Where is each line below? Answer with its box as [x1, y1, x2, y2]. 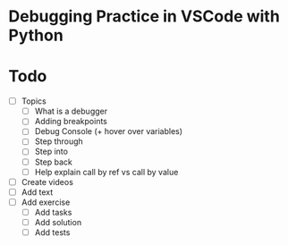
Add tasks [34, 207, 72, 217]
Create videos [21, 176, 73, 187]
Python [8, 25, 64, 46]
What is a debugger [34, 106, 108, 117]
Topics [21, 96, 47, 106]
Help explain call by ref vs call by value [34, 166, 179, 177]
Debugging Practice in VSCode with [8, 6, 281, 27]
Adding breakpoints [34, 116, 108, 127]
